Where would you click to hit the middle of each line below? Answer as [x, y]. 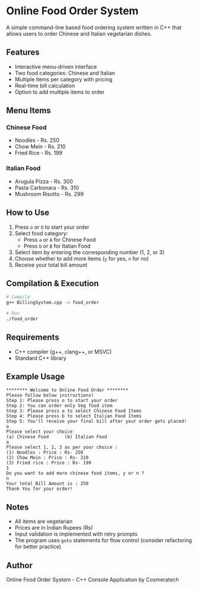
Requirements [33, 338]
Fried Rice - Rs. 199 [39, 153]
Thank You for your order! [39, 489]
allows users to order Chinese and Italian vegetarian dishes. [79, 33]
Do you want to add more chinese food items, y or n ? [75, 473]
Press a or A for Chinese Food [60, 239]
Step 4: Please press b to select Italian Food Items [74, 416]
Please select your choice [39, 432]
